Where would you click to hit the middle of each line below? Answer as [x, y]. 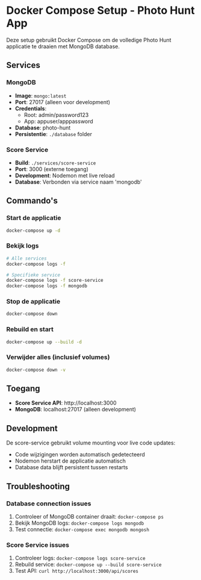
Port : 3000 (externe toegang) [52, 169]
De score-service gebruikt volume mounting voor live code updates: [91, 443]
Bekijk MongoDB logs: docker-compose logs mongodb [79, 523]
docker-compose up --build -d [44, 342]
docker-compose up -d [33, 230]
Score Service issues [38, 544]
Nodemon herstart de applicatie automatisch [70, 461]
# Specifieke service [33, 275]
